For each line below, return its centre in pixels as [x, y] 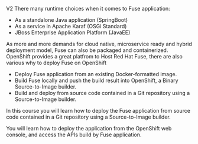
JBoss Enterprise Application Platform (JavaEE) [72, 32]
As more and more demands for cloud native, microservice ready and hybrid [99, 44]
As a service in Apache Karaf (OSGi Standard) [71, 26]
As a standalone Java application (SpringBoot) [71, 20]
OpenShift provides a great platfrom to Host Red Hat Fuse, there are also [95, 56]
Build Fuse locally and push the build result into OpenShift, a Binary [96, 80]
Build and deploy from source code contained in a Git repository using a [102, 93]
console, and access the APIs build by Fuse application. [74, 135]
